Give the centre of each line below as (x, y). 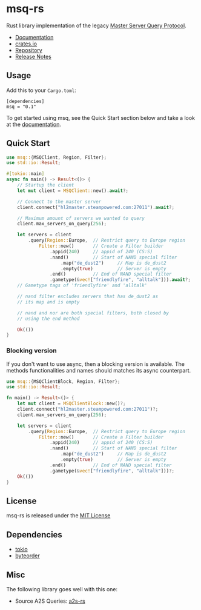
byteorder (28, 555)
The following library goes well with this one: (62, 589)
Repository (28, 50)
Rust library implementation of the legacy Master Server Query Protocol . (96, 25)
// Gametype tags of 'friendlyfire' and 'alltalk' (82, 286)
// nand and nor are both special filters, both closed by (93, 313)
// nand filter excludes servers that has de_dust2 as (88, 297)
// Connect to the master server (59, 202)
